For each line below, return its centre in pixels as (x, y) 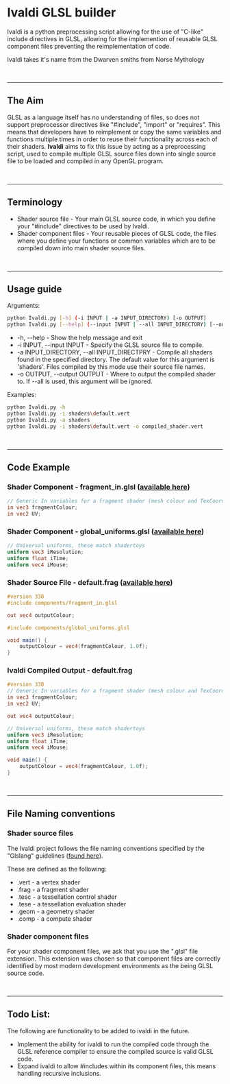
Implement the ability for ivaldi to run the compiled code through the (113, 1044)
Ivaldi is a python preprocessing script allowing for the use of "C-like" (105, 32)
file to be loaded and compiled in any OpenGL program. (86, 161)
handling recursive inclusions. (59, 1073)
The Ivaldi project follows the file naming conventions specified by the (106, 848)
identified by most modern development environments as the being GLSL (110, 965)
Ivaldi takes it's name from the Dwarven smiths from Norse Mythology (106, 59)
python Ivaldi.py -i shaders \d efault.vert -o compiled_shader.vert (105, 426)
